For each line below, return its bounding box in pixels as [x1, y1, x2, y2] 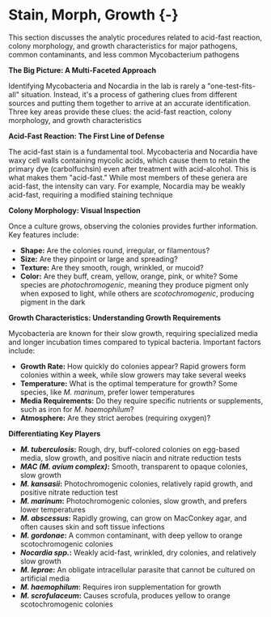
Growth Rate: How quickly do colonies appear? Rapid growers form [19, 361, 247, 371]
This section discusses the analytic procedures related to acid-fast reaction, [8, 32, 263, 42]
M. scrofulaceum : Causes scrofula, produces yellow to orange [19, 590, 231, 600]
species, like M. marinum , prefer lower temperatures [19, 387, 196, 397]
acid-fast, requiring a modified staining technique [8, 189, 174, 199]
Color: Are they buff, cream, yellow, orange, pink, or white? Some [19, 271, 239, 281]
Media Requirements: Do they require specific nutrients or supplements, [19, 395, 264, 406]
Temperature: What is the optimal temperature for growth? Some [19, 378, 238, 388]
